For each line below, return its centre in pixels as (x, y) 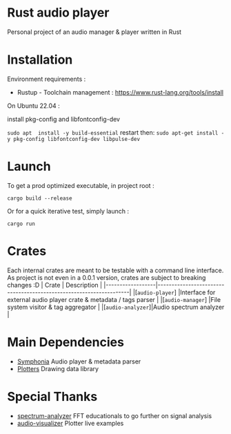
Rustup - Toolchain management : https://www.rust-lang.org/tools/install (120, 92)
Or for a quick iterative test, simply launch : (68, 211)
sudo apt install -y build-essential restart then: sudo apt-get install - (116, 132)
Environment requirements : (47, 79)
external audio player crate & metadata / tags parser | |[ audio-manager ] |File (114, 299)
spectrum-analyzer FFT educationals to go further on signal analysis (114, 415)
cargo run (21, 224)
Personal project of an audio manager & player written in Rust (94, 32)
